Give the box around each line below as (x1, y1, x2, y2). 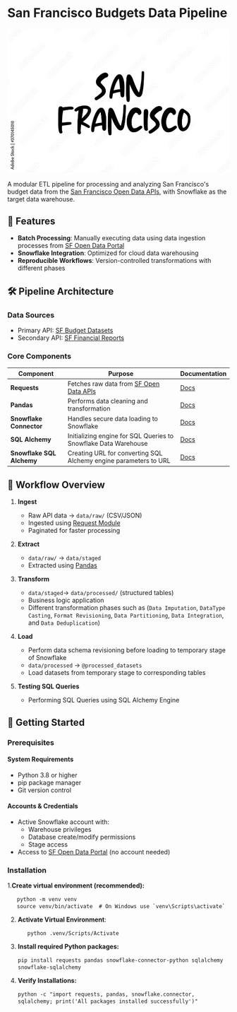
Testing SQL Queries (17, 682, 80, 690)
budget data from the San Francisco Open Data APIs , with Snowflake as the (7, 187, 227, 196)
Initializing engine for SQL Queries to (67, 431, 174, 440)
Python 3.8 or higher (17, 770, 78, 779)
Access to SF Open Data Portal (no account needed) (17, 848, 171, 857)
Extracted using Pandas (28, 561, 97, 570)
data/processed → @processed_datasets (28, 661, 142, 669)
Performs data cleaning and (67, 397, 148, 406)
